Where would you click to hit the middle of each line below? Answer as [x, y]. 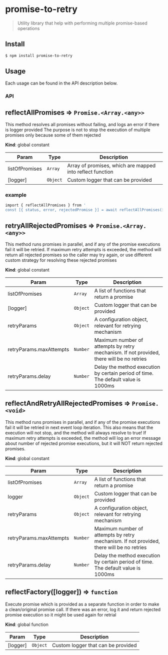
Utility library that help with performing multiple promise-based [82, 23]
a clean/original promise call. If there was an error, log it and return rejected [83, 609]
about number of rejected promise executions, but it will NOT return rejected [84, 443]
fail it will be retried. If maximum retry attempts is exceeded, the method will [83, 250]
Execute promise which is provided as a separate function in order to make [82, 604]
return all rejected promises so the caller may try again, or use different [78, 255]
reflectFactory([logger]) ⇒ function [61, 592]
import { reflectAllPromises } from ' [45, 205]
